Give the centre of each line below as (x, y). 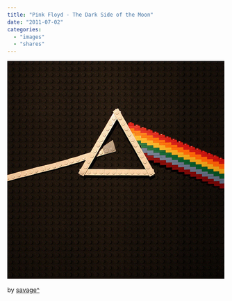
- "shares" (29, 44)
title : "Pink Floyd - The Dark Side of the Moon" (81, 15)
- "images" (29, 37)
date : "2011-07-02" (35, 22)
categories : (24, 29)
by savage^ (24, 290)
